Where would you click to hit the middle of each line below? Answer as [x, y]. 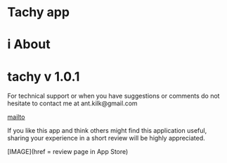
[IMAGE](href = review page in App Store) [68, 152]
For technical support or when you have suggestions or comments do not [113, 96]
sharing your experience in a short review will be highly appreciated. [106, 138]
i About [29, 45]
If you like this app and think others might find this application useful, [107, 131]
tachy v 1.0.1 [44, 76]
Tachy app [39, 12]
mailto [16, 117]
